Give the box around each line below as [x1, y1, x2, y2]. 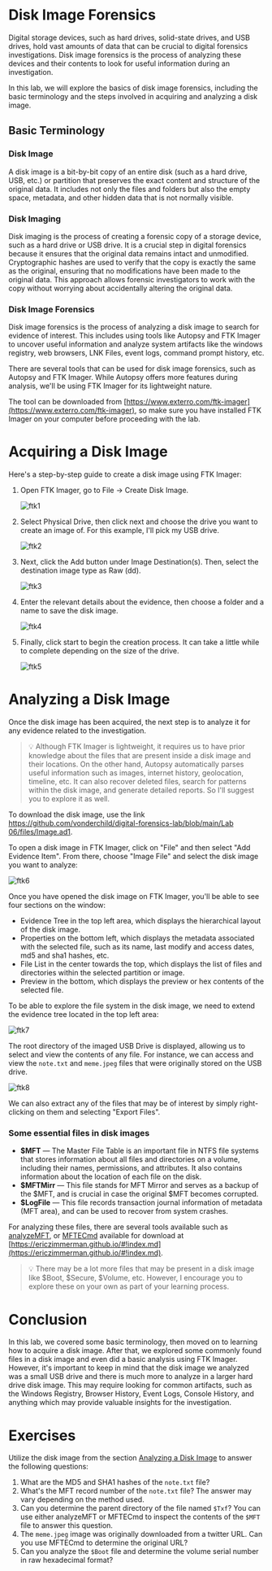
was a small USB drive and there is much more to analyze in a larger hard [8, 1372, 253, 1381]
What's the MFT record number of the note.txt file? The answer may [19, 1486, 252, 1496]
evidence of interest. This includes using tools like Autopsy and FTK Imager [8, 331, 261, 341]
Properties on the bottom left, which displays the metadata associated [19, 933, 255, 943]
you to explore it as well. [28, 794, 110, 804]
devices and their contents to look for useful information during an [8, 59, 230, 68]
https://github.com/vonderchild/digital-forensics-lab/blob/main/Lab [8, 818, 234, 828]
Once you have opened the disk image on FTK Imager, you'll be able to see [8, 892, 260, 901]
